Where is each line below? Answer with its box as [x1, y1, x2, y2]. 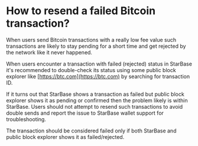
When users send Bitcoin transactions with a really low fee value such [6, 36, 177, 43]
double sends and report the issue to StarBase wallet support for [6, 109, 164, 116]
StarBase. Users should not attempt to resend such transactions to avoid [6, 103, 183, 110]
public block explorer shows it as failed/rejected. [6, 133, 125, 140]
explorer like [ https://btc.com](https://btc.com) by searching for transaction [6, 73, 190, 80]
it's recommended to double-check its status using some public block [6, 66, 176, 73]
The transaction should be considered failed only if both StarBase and [6, 127, 177, 134]
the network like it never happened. [6, 48, 93, 56]
